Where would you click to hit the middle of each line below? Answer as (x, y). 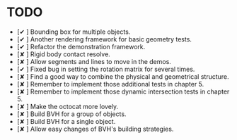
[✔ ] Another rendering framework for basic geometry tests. (104, 39)
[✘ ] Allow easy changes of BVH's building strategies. (95, 129)
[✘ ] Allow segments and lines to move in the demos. (94, 61)
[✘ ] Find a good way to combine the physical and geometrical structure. (123, 76)
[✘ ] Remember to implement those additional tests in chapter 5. (110, 84)
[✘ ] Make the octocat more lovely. (68, 106)
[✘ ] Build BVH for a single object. (66, 121)
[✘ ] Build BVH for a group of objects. (71, 114)
